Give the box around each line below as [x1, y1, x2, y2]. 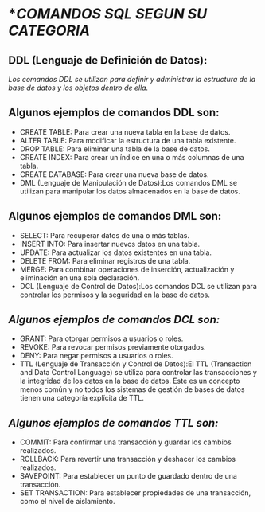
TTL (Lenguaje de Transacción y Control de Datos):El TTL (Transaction [19, 359, 252, 369]
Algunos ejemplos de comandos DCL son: [8, 313, 220, 326]
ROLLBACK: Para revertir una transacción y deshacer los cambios [19, 455, 236, 464]
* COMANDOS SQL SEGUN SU [8, 5, 208, 23]
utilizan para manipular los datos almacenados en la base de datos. [19, 186, 241, 196]
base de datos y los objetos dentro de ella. [8, 83, 149, 92]
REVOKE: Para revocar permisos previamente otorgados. [19, 342, 206, 352]
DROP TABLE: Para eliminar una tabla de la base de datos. [19, 144, 211, 154]
